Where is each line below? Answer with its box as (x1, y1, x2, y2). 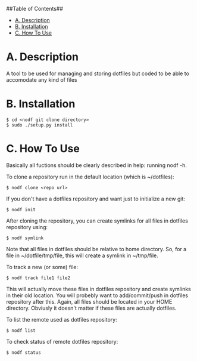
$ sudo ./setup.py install (6, 122, 73, 128)
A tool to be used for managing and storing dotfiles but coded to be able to (6, 70, 189, 77)
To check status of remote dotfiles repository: (6, 338, 118, 345)
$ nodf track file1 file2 (6, 274, 70, 281)
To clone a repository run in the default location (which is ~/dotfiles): (6, 173, 174, 180)
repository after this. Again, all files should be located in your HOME (6, 298, 173, 305)
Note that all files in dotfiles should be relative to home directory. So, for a (6, 245, 187, 252)
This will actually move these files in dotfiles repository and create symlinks (6, 285, 192, 292)
